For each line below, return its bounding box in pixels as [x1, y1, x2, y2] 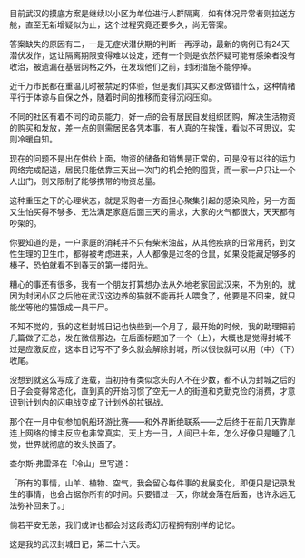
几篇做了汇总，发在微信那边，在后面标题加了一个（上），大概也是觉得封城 [9, 332, 284, 343]
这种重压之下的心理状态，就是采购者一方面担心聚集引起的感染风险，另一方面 [9, 195, 296, 206]
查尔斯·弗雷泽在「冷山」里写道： [9, 458, 132, 469]
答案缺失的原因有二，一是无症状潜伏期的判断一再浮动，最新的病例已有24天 [9, 39, 290, 49]
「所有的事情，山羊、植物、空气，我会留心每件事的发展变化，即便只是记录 [9, 477, 288, 488]
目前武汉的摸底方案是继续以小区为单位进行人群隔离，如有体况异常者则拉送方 [9, 8, 296, 18]
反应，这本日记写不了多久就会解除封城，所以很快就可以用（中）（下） [40, 344, 296, 354]
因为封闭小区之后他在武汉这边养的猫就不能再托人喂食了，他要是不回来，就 [9, 290, 288, 301]
